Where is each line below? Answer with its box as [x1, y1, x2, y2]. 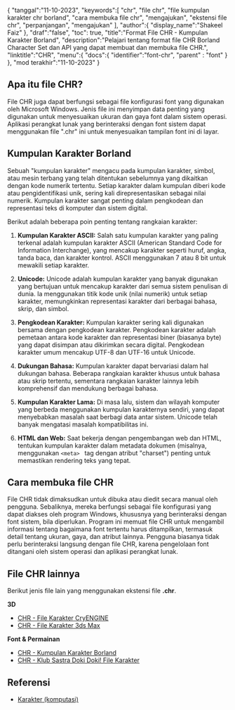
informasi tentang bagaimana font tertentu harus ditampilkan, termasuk [7, 525, 213, 533]
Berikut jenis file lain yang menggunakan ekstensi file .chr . [7, 587, 177, 595]
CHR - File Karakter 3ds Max [17, 621, 100, 630]
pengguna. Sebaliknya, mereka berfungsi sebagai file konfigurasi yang [7, 502, 212, 511]
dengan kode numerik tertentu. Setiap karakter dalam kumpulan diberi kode [7, 181, 226, 189]
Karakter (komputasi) [17, 695, 79, 704]
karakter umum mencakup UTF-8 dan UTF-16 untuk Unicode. [17, 348, 196, 356]
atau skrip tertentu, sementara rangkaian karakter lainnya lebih [17, 376, 199, 385]
